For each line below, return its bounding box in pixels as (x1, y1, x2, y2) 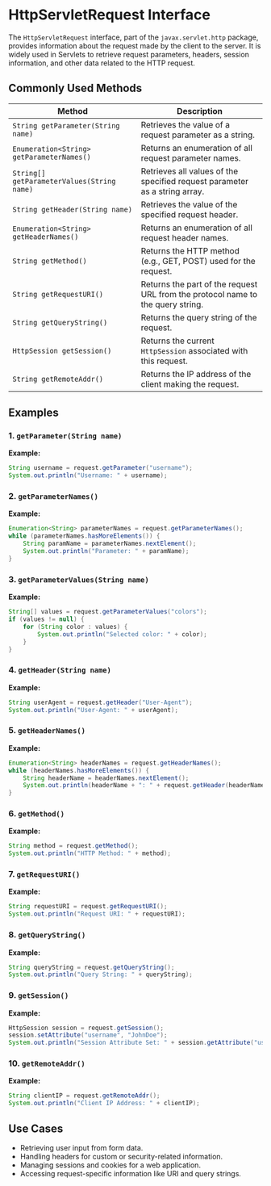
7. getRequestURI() (8, 869, 81, 880)
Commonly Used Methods (8, 82, 143, 95)
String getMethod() (12, 256, 87, 266)
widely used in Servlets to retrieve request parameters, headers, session (8, 49, 250, 59)
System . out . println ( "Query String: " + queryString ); (8, 970, 194, 979)
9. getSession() (8, 990, 69, 1001)
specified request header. (140, 208, 239, 220)
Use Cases (8, 1121, 64, 1135)
